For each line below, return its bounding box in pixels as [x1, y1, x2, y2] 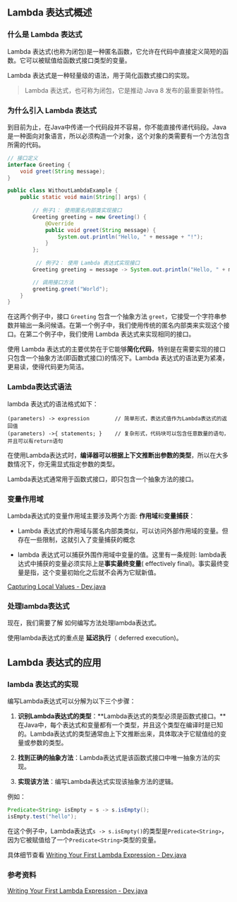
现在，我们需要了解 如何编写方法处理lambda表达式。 [7, 618, 161, 628]
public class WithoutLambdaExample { [7, 187, 119, 195]
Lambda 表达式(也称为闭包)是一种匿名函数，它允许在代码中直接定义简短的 [7, 47, 223, 55]
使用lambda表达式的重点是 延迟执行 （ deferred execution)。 [7, 634, 183, 642]
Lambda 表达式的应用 [7, 657, 102, 669]
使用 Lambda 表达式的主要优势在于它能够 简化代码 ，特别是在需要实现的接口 [7, 345, 226, 354]
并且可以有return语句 [7, 437, 63, 444]
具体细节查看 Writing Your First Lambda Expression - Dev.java [7, 850, 187, 859]
